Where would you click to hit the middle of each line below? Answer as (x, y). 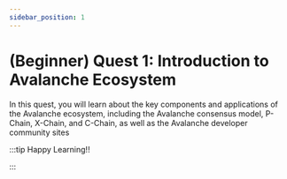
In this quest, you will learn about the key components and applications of (144, 104)
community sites (39, 132)
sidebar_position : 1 (47, 17)
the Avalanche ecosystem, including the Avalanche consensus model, (136, 113)
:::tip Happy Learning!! (50, 149)
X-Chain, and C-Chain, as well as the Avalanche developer (141, 123)
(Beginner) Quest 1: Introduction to (139, 60)
